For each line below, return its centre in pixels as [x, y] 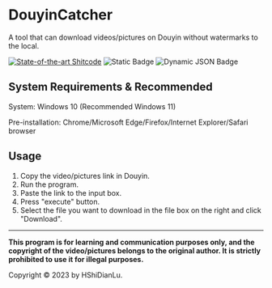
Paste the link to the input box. [71, 193]
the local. [24, 45]
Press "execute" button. [60, 201]
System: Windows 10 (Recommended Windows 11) [92, 106]
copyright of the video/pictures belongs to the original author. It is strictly [135, 250]
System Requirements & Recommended [110, 87]
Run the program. [49, 184]
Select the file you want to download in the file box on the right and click [140, 210]
